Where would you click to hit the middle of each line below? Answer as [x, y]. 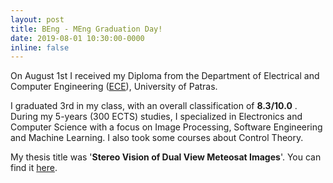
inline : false [40, 47]
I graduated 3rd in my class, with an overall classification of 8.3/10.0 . [154, 106]
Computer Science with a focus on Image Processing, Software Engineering [166, 127]
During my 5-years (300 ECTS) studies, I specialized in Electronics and [156, 117]
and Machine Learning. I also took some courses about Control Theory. [157, 138]
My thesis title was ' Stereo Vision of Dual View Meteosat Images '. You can [166, 157]
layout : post [37, 19]
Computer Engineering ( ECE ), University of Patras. [114, 87]
